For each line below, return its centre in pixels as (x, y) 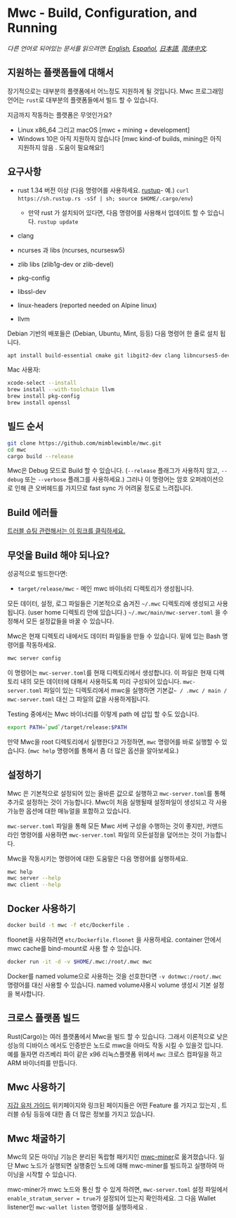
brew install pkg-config (44, 396)
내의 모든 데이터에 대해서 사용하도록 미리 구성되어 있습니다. (101, 681)
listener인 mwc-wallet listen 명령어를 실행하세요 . (77, 1207)
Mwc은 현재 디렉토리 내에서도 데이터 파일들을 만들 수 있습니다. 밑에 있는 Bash (114, 636)
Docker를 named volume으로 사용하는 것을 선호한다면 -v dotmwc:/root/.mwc (114, 976)
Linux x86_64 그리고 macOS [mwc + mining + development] (104, 130)
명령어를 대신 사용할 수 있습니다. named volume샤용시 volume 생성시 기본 (110, 985)
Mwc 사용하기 (36, 1087)
